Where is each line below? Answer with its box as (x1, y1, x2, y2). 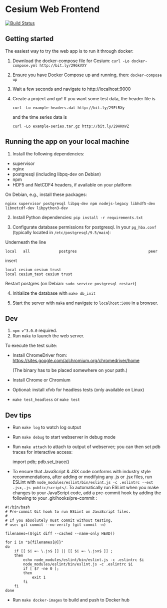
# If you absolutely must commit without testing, (5, 518, 113, 523)
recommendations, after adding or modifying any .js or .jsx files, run (12, 474, 152, 480)
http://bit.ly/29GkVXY (39, 63, 87, 68)
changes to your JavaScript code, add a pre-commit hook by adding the (12, 490, 161, 496)
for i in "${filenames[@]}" (5, 540, 64, 545)
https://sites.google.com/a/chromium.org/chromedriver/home (12, 357, 140, 364)
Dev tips (5, 411, 31, 420)
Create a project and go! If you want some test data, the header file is (12, 95, 156, 101)
